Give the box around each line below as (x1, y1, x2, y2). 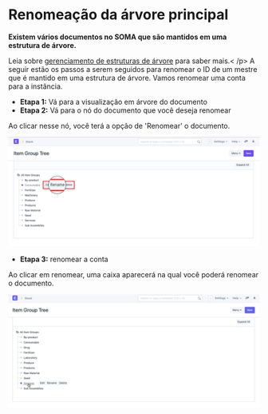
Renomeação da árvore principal (8, 6, 229, 24)
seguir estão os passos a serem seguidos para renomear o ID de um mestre (8, 64, 258, 74)
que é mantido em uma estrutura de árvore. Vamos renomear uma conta (8, 73, 246, 82)
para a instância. (8, 82, 63, 91)
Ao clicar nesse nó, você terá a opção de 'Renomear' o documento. (8, 121, 231, 130)
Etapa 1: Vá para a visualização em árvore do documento (19, 97, 207, 106)
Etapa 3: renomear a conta (19, 254, 109, 265)
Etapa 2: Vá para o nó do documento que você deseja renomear (19, 105, 231, 115)
